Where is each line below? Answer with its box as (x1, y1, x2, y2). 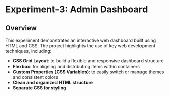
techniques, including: (5, 48, 52, 54)
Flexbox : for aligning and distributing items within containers (12, 63, 140, 69)
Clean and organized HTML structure (12, 80, 93, 85)
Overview (5, 24, 37, 33)
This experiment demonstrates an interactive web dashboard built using (5, 37, 156, 43)
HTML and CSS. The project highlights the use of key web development (5, 43, 156, 49)
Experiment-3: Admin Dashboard (5, 4, 148, 15)
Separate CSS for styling (12, 85, 66, 91)
